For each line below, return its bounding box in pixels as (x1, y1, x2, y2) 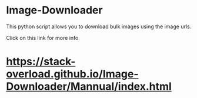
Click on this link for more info (6, 34, 79, 41)
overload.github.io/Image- (6, 67, 139, 81)
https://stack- (6, 55, 76, 68)
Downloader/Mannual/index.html (6, 80, 172, 93)
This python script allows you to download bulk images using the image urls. (6, 23, 192, 30)
